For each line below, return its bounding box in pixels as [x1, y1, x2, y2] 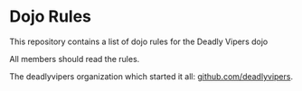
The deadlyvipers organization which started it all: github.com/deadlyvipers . [9, 70, 294, 82]
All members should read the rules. [9, 53, 140, 64]
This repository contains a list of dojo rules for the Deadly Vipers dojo [9, 36, 269, 47]
